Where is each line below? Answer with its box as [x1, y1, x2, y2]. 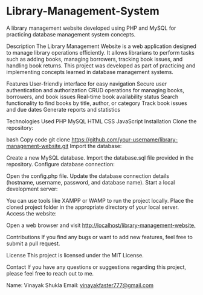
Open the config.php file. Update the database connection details [6, 172, 169, 180]
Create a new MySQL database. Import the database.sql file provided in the [6, 154, 194, 161]
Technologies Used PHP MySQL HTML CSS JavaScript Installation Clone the [6, 117, 197, 125]
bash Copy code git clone [6, 135, 71, 143]
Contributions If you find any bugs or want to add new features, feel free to [6, 233, 193, 240]
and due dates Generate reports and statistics [6, 106, 121, 113]
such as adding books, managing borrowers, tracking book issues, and [6, 55, 183, 63]
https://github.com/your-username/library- [71, 135, 178, 143]
